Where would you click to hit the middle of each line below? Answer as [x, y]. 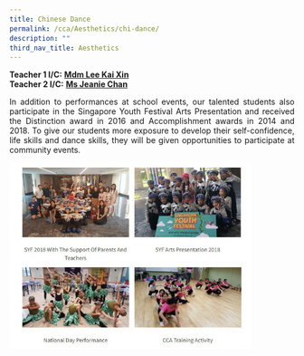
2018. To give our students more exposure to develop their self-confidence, [152, 130]
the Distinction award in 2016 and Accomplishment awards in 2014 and [152, 121]
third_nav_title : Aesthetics [64, 48]
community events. [45, 150]
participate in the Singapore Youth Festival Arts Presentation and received [152, 111]
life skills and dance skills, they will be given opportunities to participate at [152, 140]
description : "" [40, 38]
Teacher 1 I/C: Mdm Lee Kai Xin [69, 75]
